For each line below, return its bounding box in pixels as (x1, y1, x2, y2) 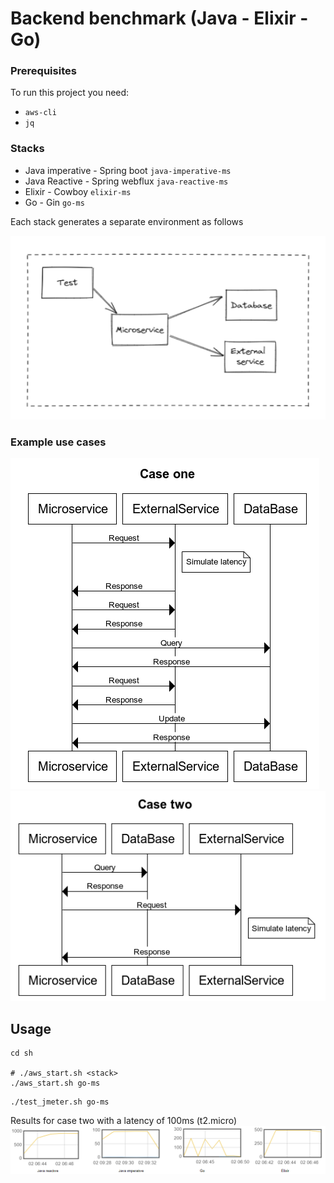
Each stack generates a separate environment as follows (10, 215, 244, 227)
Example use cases (10, 435, 107, 449)
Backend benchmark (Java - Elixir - (10, 7, 309, 30)
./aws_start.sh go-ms (10, 1078, 101, 1088)
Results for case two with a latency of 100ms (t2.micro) (10, 1114, 238, 1126)
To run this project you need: (10, 87, 130, 99)
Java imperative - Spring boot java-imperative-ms (24, 164, 232, 176)
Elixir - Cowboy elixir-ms (24, 185, 132, 197)
